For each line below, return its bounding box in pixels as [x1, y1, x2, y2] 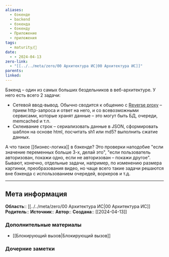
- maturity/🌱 [10, 45, 37, 50]
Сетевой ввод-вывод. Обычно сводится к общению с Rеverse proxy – [12, 102, 162, 108]
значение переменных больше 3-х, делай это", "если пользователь [5, 149, 151, 155]
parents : [5, 69, 24, 74]
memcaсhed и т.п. [12, 118, 51, 124]
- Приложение [10, 31, 37, 36]
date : [5, 49, 17, 54]
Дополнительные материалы [5, 221, 82, 228]
